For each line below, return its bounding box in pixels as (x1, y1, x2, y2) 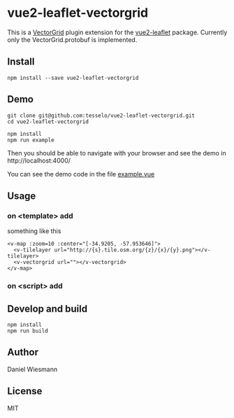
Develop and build (7, 302, 88, 314)
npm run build (7, 327, 49, 334)
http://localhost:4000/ (7, 156, 71, 165)
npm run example (7, 137, 54, 144)
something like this (7, 227, 61, 235)
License (7, 385, 43, 397)
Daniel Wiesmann (7, 365, 58, 373)
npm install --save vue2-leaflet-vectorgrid (7, 74, 139, 81)
